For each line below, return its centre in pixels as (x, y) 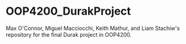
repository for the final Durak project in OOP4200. (69, 34)
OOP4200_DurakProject (68, 11)
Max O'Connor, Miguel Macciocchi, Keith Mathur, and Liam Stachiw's (93, 28)
